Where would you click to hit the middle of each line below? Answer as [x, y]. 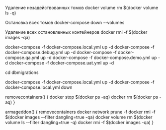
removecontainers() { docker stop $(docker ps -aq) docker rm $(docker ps [82, 97]
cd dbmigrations [22, 72]
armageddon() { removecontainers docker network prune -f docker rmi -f [80, 112]
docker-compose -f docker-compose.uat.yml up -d [62, 63]
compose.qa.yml [22, 58]
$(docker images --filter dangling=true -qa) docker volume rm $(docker [79, 117]
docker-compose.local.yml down [39, 87]
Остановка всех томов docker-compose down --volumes [65, 23]
